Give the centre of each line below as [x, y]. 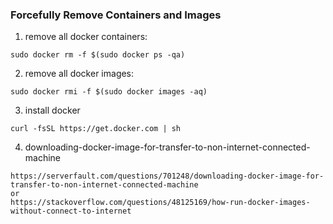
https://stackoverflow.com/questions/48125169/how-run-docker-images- [160, 203]
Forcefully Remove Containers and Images [116, 15]
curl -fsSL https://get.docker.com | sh [96, 129]
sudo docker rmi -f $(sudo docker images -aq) [109, 92]
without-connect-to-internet [71, 211]
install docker [52, 110]
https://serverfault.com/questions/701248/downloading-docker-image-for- [167, 176]
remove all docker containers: [86, 37]
